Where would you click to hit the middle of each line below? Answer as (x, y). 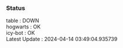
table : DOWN (23, 21)
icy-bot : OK (20, 33)
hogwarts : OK (23, 27)
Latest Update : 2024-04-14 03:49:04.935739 (62, 39)
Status (16, 8)
